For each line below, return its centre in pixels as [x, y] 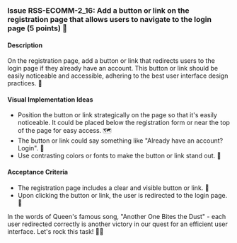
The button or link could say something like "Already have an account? [120, 141]
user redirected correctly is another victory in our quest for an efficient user [117, 224]
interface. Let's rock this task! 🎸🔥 [56, 231]
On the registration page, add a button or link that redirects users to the [111, 61]
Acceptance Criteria [38, 172]
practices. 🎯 [25, 83]
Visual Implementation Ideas [50, 99]
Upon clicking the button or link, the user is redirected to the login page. [122, 195]
